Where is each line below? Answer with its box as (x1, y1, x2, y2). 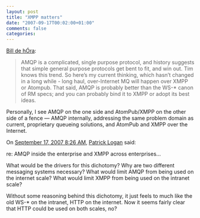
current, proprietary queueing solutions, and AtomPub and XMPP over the (6, 121, 188, 128)
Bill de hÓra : (6, 47, 37, 54)
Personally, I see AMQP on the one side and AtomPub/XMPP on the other (6, 108, 186, 116)
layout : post (6, 8, 39, 15)
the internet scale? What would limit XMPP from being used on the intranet (6, 175, 190, 182)
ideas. (20, 96, 36, 104)
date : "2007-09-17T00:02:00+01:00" (6, 20, 95, 26)
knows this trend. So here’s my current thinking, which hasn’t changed (20, 71, 194, 79)
